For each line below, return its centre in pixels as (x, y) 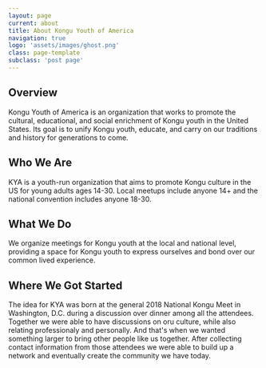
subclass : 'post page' (46, 61)
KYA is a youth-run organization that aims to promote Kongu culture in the (130, 182)
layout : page (30, 16)
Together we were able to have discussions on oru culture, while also (122, 322)
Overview (33, 93)
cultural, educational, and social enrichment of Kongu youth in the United (129, 120)
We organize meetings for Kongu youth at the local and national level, (123, 243)
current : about (34, 23)
